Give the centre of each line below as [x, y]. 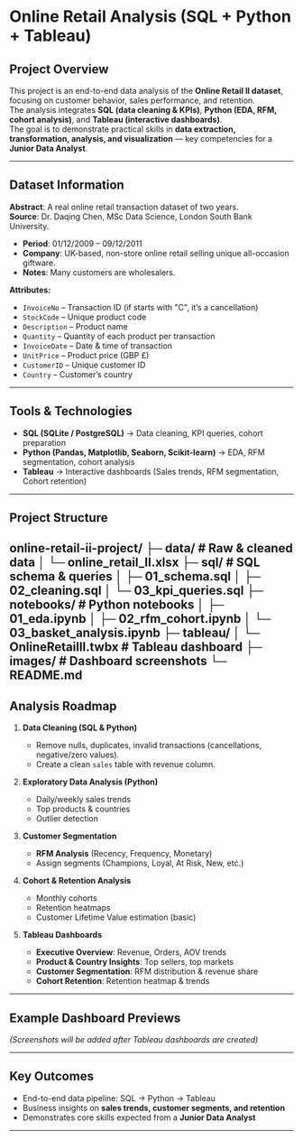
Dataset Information [67, 185]
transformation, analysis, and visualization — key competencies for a [141, 139]
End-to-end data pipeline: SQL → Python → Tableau [119, 1098]
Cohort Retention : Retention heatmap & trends [123, 981]
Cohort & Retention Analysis [77, 881]
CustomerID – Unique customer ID [84, 365]
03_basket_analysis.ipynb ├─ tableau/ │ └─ [135, 633]
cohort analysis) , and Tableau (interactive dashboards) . [116, 120]
